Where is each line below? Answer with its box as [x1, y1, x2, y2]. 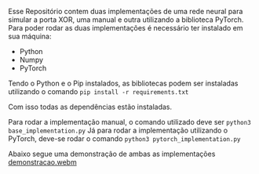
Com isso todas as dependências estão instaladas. [8, 102, 173, 111]
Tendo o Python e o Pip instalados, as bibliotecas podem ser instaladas [8, 78, 239, 88]
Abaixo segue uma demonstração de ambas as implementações [8, 149, 216, 158]
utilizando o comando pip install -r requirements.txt [8, 87, 189, 96]
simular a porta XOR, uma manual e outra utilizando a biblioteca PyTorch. [8, 15, 244, 24]
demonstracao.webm [8, 158, 77, 167]
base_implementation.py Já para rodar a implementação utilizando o [8, 125, 228, 135]
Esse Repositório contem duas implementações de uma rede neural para [8, 7, 243, 16]
